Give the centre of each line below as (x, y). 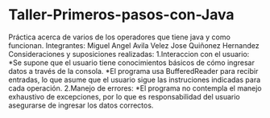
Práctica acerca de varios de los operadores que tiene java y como (120, 37)
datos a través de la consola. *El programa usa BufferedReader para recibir (133, 71)
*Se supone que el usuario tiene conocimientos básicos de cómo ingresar (132, 63)
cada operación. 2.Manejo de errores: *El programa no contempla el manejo (135, 88)
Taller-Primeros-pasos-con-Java (122, 15)
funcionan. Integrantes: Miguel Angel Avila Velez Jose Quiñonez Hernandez (134, 45)
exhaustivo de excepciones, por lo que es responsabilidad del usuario (124, 96)
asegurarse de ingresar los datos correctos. (81, 105)
